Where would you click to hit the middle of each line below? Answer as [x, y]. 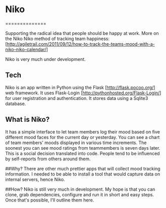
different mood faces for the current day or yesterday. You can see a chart [82, 137]
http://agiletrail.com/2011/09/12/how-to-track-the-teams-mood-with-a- [81, 44]
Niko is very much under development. [45, 59]
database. [16, 103]
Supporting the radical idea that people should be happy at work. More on [82, 33]
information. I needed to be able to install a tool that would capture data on [83, 174]
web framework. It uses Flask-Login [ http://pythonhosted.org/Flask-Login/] [83, 93]
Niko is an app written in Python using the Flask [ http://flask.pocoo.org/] [80, 87]
